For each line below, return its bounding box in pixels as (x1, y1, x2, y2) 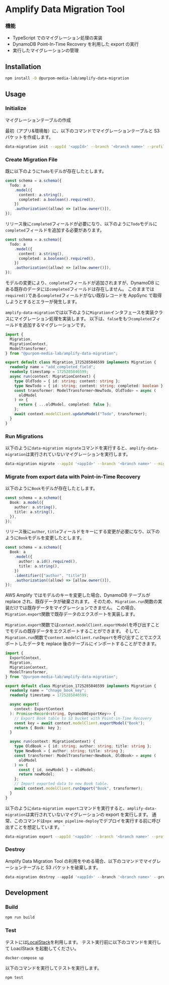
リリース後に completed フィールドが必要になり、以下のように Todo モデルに (5, 221, 157, 227)
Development (5, 889, 49, 897)
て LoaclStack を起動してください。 (5, 945, 79, 951)
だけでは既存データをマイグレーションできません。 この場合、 (9, 605, 138, 611)
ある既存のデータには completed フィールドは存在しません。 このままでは (5, 286, 154, 292)
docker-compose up (5, 955, 44, 960)
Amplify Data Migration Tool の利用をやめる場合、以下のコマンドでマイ (5, 858, 152, 864)
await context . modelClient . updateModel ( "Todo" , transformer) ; (14, 412, 147, 417)
